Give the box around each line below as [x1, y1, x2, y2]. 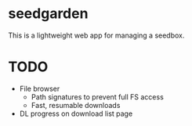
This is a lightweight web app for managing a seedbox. [8, 31, 185, 40]
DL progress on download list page [19, 109, 133, 118]
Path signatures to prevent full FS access [31, 92, 165, 102]
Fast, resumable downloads [31, 100, 121, 110]
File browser [19, 84, 60, 93]
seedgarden [8, 5, 89, 23]
